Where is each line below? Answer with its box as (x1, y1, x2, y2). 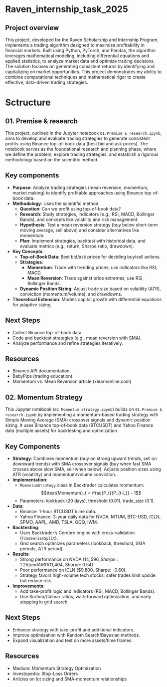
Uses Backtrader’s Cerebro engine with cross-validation (19, 530, 135, 536)
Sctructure (5, 97, 51, 108)
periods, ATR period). (19, 546, 64, 552)
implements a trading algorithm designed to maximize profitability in (5, 42, 145, 48)
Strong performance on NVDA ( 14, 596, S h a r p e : (19, 556, 119, 562)
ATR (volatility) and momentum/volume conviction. (12, 472, 116, 478)
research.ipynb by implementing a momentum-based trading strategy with (5, 412, 159, 418)
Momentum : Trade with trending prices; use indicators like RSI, (27, 264, 158, 270)
